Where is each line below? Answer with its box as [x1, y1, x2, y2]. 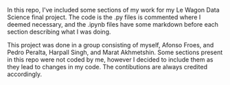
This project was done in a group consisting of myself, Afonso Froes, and [7, 41, 214, 49]
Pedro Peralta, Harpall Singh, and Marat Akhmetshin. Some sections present [7, 48, 223, 56]
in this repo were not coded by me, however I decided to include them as [7, 56, 214, 64]
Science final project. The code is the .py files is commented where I [7, 13, 201, 21]
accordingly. [7, 70, 43, 78]
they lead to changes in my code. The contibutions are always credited [7, 63, 208, 71]
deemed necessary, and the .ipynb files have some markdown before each [7, 21, 218, 28]
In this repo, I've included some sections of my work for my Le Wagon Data [7, 6, 220, 14]
